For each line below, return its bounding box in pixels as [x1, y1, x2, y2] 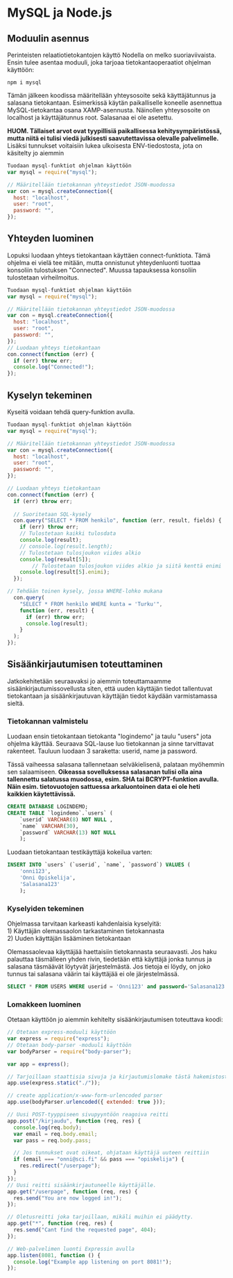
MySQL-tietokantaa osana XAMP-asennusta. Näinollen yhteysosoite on [7, 106, 210, 114]
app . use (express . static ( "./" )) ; [7, 1080, 101, 1087]
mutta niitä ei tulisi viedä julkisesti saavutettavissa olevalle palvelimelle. [7, 134, 219, 142]
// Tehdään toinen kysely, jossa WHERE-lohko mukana [7, 588, 163, 595]
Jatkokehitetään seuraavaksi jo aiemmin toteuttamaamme [7, 676, 172, 685]
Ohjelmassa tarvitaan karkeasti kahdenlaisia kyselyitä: [7, 919, 162, 928]
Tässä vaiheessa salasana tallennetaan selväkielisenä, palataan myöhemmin [7, 760, 225, 769]
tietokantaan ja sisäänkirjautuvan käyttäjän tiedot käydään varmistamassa [7, 692, 218, 700]
